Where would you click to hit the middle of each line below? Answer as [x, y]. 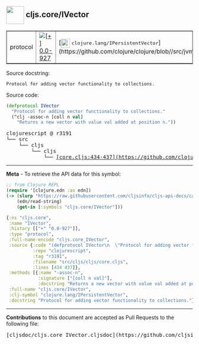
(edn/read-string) [39, 201]
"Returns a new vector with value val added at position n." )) [97, 122]
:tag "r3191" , [50, 256]
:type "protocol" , [31, 234]
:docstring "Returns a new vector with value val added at [112, 284]
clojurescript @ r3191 [39, 133]
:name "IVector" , [30, 223]
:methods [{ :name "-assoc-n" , [46, 273]
